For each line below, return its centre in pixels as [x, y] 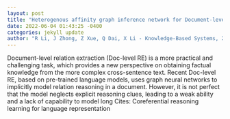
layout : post [26, 13]
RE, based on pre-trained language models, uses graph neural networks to [112, 80]
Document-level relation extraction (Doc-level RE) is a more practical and [110, 58]
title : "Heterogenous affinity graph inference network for [95, 20]
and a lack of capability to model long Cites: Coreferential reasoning [103, 101]
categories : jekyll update [46, 32]
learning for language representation [59, 109]
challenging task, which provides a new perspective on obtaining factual [109, 65]
